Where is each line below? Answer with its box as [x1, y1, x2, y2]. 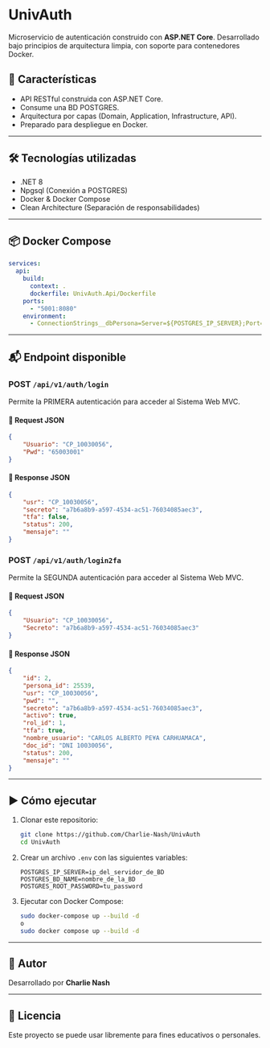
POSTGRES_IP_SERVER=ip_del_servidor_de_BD [19, 868, 165, 876]
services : [8, 260, 42, 268]
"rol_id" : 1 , [22, 719, 67, 727]
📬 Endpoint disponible [8, 350, 127, 364]
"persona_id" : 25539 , [22, 681, 95, 689]
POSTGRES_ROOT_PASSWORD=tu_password [19, 882, 143, 890]
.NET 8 [19, 177, 43, 187]
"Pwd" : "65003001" [22, 448, 84, 456]
